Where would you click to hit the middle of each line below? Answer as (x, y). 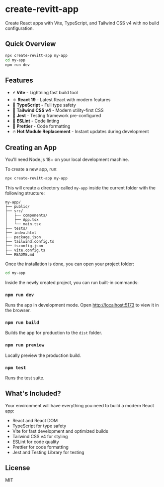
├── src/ (14, 211)
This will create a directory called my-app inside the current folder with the (80, 187)
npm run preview (25, 345)
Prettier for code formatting (40, 447)
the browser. (18, 311)
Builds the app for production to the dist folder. (54, 333)
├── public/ (17, 206)
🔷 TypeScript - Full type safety (44, 105)
